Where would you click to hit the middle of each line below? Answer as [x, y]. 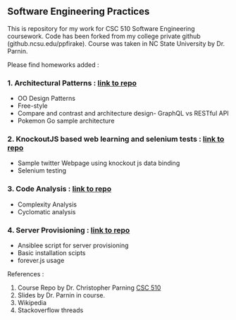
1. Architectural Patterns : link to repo [72, 82]
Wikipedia [32, 303]
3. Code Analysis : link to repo [59, 189]
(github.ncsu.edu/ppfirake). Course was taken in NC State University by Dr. [116, 43]
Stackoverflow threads [50, 310]
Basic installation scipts [51, 253]
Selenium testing [42, 171]
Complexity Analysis [47, 204]
